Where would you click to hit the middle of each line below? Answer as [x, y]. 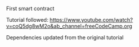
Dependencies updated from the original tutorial [65, 37]
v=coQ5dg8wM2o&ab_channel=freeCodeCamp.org [69, 26]
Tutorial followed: [27, 20]
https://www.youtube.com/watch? [91, 20]
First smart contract [30, 9]
